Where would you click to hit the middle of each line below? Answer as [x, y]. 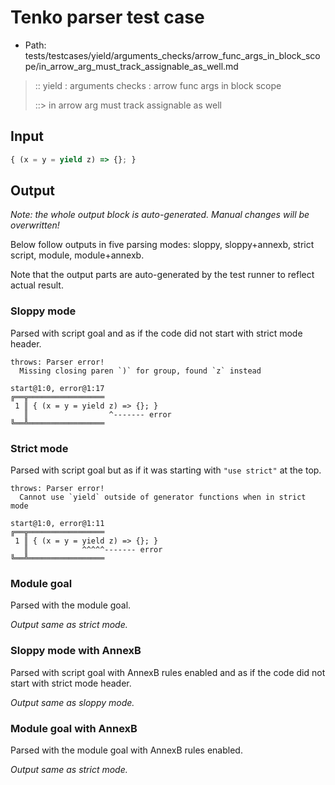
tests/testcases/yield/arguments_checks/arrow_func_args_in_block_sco [172, 55]
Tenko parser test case [107, 17]
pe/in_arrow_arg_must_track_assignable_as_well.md [131, 66]
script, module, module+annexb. [77, 255]
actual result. [37, 285]
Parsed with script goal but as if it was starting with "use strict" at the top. [166, 470]
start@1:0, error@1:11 [57, 524]
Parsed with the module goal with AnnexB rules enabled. [126, 750]
